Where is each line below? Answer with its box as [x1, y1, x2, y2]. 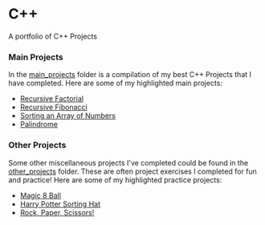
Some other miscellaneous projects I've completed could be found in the [8, 157, 249, 167]
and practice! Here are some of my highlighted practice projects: [8, 174, 222, 185]
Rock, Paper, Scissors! [19, 207, 95, 217]
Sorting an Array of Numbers [19, 111, 116, 121]
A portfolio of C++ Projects [8, 31, 98, 41]
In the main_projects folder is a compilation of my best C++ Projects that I [8, 70, 251, 80]
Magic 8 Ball [19, 190, 62, 200]
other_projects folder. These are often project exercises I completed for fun [8, 166, 257, 176]
